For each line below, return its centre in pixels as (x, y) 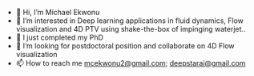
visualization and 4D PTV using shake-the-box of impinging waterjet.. (131, 29)
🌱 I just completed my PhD (60, 37)
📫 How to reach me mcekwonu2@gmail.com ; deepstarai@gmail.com (131, 63)
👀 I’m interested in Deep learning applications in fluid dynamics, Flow (130, 21)
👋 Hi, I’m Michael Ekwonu (58, 12)
